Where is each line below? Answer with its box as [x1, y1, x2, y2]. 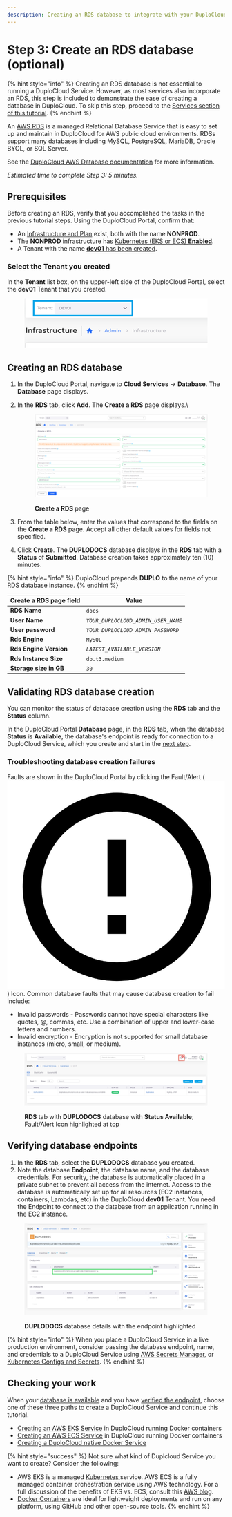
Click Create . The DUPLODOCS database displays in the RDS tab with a [17, 546, 222, 554]
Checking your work [7, 1377, 97, 1389]
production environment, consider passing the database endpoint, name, [7, 1343, 215, 1351]
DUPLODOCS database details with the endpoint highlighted [24, 1322, 196, 1330]
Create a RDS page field [10, 596, 81, 604]
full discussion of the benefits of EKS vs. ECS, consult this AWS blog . [17, 1487, 214, 1496]
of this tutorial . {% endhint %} [7, 108, 92, 117]
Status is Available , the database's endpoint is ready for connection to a [7, 732, 214, 741]
